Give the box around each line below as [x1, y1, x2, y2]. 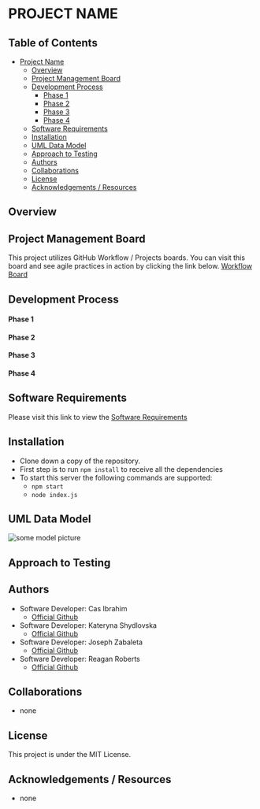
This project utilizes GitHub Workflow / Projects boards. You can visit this [8, 253, 246, 262]
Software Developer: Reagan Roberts [19, 654, 140, 663]
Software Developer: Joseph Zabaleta [19, 637, 143, 647]
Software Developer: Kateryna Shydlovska [19, 620, 158, 630]
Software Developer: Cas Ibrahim [19, 603, 128, 613]
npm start [31, 482, 65, 491]
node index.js [31, 491, 78, 499]
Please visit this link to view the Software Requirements [8, 412, 188, 421]
